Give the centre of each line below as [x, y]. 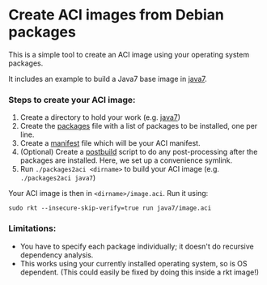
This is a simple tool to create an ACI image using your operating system [129, 54]
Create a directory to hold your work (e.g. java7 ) [100, 117]
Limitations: [32, 228]
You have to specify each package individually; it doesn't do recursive [137, 246]
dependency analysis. [57, 255]
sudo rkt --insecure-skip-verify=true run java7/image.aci [110, 208]
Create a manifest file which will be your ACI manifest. [110, 143]
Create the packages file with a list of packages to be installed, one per [139, 126]
